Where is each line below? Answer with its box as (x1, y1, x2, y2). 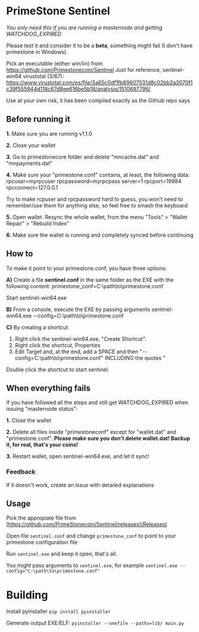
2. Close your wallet (6, 142, 56, 149)
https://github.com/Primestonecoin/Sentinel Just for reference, (6, 66, 161, 73)
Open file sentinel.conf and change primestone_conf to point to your (6, 532, 176, 539)
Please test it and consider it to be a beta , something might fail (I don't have (6, 42, 193, 49)
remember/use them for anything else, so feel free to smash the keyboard (6, 201, 188, 209)
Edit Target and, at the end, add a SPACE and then (14, 348, 139, 355)
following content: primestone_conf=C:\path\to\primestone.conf (6, 282, 164, 289)
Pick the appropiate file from (6, 514, 76, 521)
